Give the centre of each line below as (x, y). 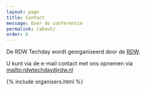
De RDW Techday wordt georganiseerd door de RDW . (73, 52)
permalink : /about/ (31, 29)
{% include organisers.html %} (45, 82)
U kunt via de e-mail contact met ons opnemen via (70, 64)
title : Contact (26, 18)
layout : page (23, 12)
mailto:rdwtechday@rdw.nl (40, 70)
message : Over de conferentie (45, 23)
